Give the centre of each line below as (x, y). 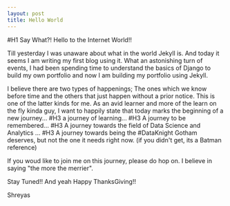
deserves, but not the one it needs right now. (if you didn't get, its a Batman (115, 140)
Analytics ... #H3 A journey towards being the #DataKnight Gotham (102, 133)
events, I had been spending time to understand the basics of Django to (109, 68)
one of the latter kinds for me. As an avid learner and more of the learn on (112, 103)
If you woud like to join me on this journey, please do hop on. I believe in (110, 160)
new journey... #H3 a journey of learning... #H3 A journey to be (97, 118)
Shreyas (19, 195)
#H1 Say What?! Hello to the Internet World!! (70, 39)
